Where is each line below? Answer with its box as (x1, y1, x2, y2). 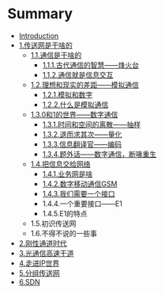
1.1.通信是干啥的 (30, 50, 82, 59)
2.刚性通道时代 (18, 239, 68, 248)
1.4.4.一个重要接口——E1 (42, 199, 123, 208)
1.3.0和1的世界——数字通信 (30, 109, 118, 119)
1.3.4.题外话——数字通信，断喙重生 (42, 149, 157, 158)
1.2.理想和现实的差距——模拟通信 (30, 80, 139, 90)
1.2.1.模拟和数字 (42, 90, 93, 99)
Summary (7, 5, 73, 23)
